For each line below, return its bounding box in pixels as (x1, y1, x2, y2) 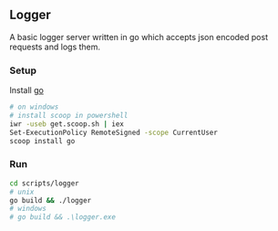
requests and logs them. (9, 41, 101, 52)
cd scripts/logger (9, 178, 79, 188)
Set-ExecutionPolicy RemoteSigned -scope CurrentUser (9, 128, 219, 137)
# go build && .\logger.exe (9, 213, 117, 222)
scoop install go (9, 136, 76, 145)
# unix (9, 187, 35, 196)
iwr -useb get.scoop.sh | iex (9, 119, 125, 129)
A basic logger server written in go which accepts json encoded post (9, 31, 269, 42)
